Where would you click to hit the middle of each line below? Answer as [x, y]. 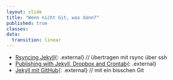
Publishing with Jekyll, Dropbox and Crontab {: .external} [86, 64]
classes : [17, 29]
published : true [27, 23]
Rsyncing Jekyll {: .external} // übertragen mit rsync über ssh [91, 57]
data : [13, 35]
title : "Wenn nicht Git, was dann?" [53, 18]
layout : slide [24, 12]
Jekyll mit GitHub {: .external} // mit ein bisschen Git [79, 70]
